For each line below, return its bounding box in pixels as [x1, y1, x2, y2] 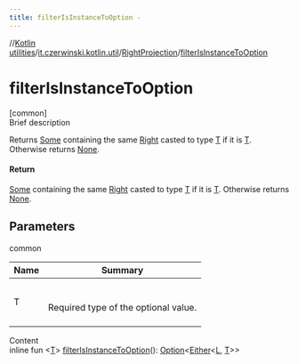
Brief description [9, 117, 71, 127]
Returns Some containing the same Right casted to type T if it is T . [9, 134, 252, 145]
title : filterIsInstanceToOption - [9, 12, 141, 22]
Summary [101, 263, 144, 276]
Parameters [9, 219, 76, 234]
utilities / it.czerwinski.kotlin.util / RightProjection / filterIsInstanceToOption [9, 46, 269, 58]
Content [9, 335, 39, 345]
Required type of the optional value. [47, 301, 197, 313]
